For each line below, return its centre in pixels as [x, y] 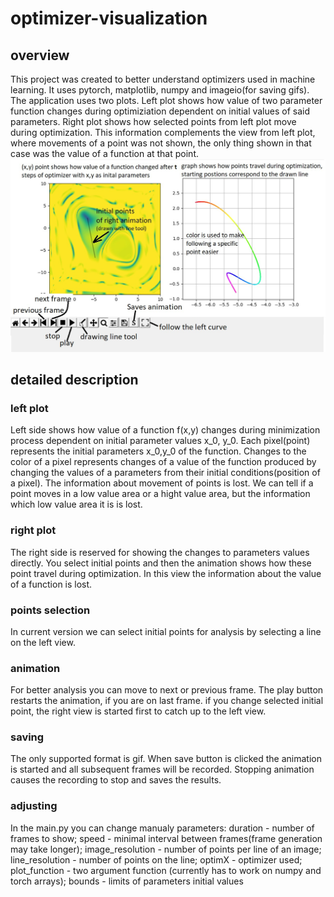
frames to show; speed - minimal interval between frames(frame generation [166, 838]
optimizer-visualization [109, 18]
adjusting [34, 806]
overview [40, 55]
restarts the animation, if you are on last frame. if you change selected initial [167, 701]
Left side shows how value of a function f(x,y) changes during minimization [165, 430]
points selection [50, 610]
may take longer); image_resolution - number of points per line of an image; [166, 849]
